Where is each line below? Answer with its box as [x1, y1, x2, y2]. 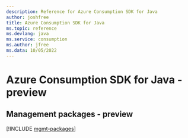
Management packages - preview [6, 109, 133, 120]
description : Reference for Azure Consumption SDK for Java [6, 8, 158, 15]
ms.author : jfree [6, 42, 49, 48]
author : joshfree [6, 14, 49, 20]
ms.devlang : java [6, 31, 49, 37]
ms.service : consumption [6, 36, 68, 42]
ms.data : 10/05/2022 [6, 48, 58, 54]
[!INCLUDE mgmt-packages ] [6, 125, 76, 132]
